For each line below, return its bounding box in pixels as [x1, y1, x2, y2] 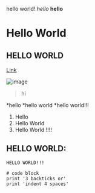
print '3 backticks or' [6, 175, 67, 182]
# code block [6, 170, 39, 176]
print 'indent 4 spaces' [6, 181, 69, 187]
